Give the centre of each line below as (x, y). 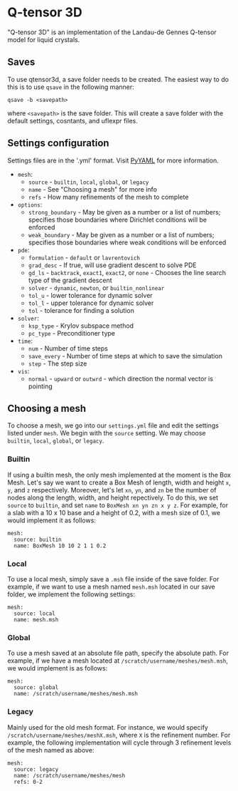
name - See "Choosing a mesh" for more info (93, 189)
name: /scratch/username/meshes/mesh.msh (76, 694)
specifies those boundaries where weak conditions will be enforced (127, 242)
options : (30, 205)
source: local (34, 614)
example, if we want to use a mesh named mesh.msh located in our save (111, 586)
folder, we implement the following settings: (71, 594)
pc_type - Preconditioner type (72, 333)
